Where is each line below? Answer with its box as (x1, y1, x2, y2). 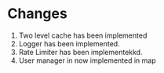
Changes (7, 5, 67, 23)
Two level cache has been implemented (18, 31, 148, 40)
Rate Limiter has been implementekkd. (18, 47, 143, 57)
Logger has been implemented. (18, 38, 120, 48)
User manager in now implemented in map (18, 56, 156, 65)
